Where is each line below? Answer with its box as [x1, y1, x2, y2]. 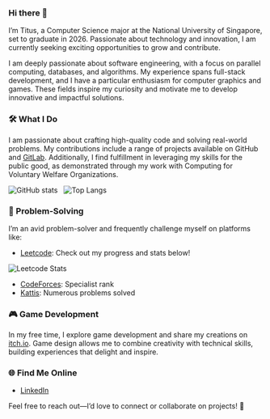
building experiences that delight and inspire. [8, 347, 159, 357]
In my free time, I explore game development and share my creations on [8, 330, 248, 340]
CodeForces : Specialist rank [19, 279, 115, 289]
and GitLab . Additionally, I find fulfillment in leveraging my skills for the [8, 152, 243, 162]
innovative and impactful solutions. [8, 93, 124, 103]
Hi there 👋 [8, 7, 49, 19]
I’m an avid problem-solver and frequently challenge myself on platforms [8, 223, 251, 233]
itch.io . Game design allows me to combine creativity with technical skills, [8, 339, 253, 349]
